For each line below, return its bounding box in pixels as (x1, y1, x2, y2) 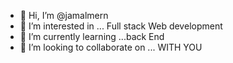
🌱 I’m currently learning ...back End (19, 31, 165, 42)
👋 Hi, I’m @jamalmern (19, 10, 109, 21)
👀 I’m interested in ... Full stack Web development (19, 20, 223, 32)
